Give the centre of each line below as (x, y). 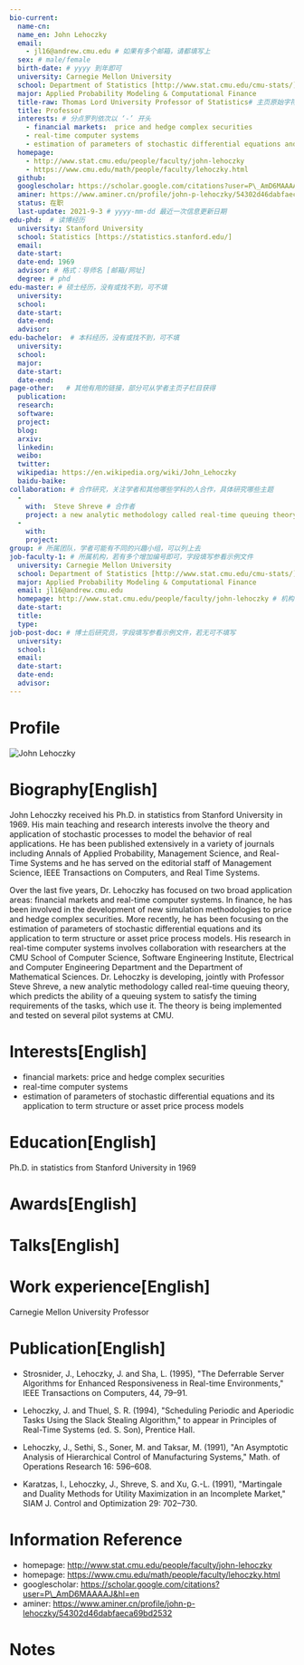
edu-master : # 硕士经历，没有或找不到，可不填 (88, 287)
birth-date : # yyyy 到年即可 (70, 69)
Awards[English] (73, 1203)
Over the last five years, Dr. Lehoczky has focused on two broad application (151, 890)
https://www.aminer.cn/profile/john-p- (124, 1603)
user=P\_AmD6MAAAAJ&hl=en (81, 1593)
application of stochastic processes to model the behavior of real (131, 833)
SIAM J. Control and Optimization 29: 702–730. (110, 1503)
